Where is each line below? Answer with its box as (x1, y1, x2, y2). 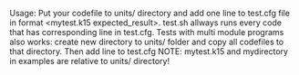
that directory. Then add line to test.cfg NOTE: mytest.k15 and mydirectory (9, 46, 289, 57)
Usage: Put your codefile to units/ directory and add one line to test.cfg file (9, 8, 290, 18)
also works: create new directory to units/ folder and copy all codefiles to (9, 36, 284, 47)
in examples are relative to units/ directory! (9, 56, 170, 66)
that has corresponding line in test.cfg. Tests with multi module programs (9, 27, 284, 37)
